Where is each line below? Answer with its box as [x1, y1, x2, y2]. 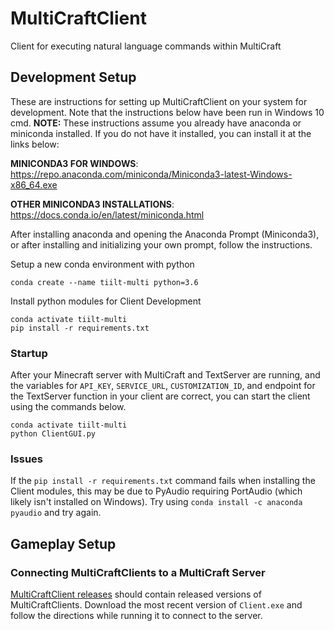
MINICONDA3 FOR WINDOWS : [10, 157, 139, 169]
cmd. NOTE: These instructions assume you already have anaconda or [10, 117, 302, 129]
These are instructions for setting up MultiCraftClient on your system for [10, 95, 308, 107]
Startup [10, 346, 48, 360]
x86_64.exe [10, 178, 58, 191]
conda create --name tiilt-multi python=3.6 [10, 277, 199, 287]
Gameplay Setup [10, 535, 117, 552]
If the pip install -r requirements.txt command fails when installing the [10, 475, 316, 487]
